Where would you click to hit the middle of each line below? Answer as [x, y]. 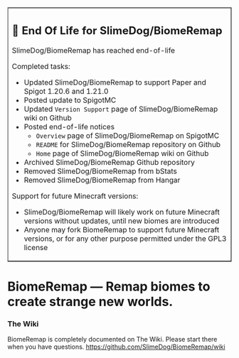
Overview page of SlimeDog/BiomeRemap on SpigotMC [128, 136]
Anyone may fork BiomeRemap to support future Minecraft [122, 229]
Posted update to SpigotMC [70, 100]
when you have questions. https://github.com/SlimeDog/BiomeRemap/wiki [116, 347]
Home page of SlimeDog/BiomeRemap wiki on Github [122, 153]
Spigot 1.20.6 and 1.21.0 [66, 91]
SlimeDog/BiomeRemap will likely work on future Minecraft [122, 212]
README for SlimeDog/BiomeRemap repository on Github [128, 144]
